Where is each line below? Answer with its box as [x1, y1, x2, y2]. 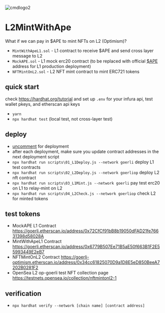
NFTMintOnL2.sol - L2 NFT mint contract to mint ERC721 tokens [12, 68, 140, 74]
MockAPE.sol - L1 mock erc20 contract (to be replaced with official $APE [12, 58, 158, 64]
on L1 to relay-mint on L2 [12, 185, 63, 191]
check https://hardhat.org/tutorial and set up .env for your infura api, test [5, 96, 153, 102]
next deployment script [12, 154, 60, 159]
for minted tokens [12, 195, 48, 201]
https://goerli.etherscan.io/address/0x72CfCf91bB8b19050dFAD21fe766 [12, 228, 159, 234]
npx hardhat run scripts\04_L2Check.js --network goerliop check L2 [12, 190, 156, 196]
